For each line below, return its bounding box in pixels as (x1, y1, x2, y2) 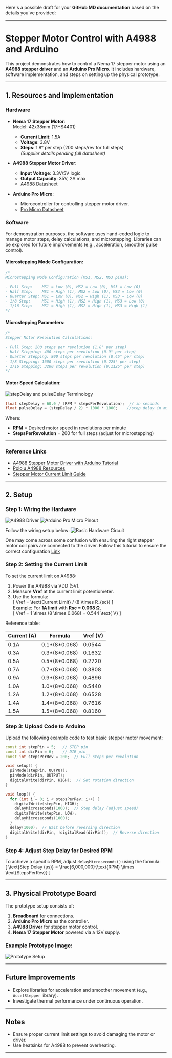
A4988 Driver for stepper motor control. (12, 923, 98, 930)
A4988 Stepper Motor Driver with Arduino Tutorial (12, 460, 118, 466)
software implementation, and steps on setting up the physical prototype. (5, 71, 160, 78)
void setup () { (5, 763, 38, 768)
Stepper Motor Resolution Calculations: (5, 335, 93, 341)
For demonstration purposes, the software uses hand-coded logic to (5, 231, 150, 237)
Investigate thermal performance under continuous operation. (12, 997, 143, 1004)
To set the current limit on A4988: (5, 573, 77, 579)
